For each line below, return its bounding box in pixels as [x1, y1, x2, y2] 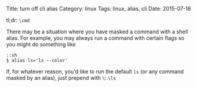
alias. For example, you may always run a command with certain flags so [6, 35, 185, 41]
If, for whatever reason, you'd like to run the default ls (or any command [6, 68, 184, 75]
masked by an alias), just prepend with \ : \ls [6, 74, 116, 81]
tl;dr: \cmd [6, 17, 30, 23]
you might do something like [6, 41, 76, 48]
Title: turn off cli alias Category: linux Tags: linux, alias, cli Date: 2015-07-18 [6, 5, 191, 12]
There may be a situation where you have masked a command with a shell [6, 28, 188, 35]
